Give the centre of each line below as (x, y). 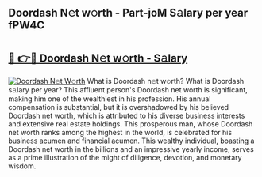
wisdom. (22, 166)
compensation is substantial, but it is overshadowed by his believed (118, 107)
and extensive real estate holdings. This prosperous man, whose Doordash (131, 124)
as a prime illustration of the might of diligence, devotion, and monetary (125, 158)
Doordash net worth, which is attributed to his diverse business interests (127, 115)
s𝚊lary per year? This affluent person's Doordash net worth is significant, (128, 90)
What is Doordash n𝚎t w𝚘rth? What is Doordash (166, 81)
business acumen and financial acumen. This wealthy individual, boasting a (131, 141)
